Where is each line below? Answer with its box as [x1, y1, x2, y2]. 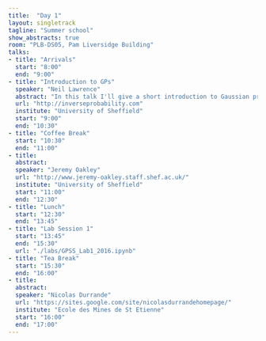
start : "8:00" [15, 63, 62, 71]
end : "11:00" [15, 144, 59, 152]
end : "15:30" [15, 240, 59, 248]
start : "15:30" [15, 262, 66, 270]
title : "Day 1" [8, 11, 62, 20]
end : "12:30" [15, 195, 59, 203]
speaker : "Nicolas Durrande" [15, 291, 112, 299]
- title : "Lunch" [8, 203, 66, 210]
